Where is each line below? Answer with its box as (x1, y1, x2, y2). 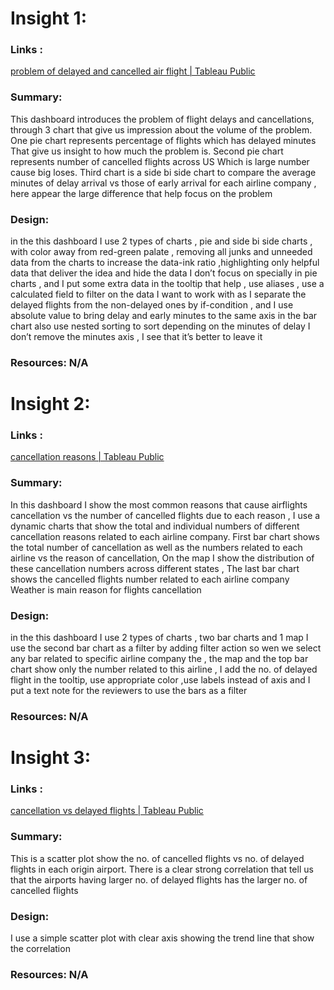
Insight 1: (10, 7, 87, 30)
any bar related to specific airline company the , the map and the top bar (10, 653, 309, 665)
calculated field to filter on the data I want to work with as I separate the (10, 288, 307, 301)
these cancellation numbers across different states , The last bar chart (10, 562, 300, 574)
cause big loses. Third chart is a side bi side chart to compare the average (10, 166, 317, 178)
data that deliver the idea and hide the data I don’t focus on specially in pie (10, 267, 318, 279)
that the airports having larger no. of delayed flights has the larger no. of (10, 873, 308, 886)
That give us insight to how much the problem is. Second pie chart (10, 145, 284, 157)
